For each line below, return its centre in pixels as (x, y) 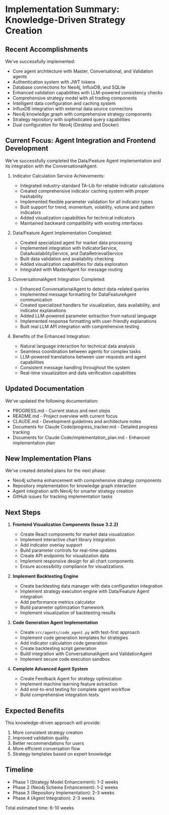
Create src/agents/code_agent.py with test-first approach (80, 632)
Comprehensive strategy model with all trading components (75, 98)
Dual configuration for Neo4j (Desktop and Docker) (66, 125)
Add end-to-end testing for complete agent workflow (75, 689)
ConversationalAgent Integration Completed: (59, 279)
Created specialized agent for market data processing (76, 243)
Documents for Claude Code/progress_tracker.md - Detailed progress (85, 427)
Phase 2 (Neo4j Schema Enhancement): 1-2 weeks (65, 787)
